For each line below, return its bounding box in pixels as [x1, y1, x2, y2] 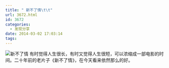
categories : [5, 21, 31, 27]
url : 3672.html [5, 12, 38, 17]
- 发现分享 [10, 27, 30, 32]
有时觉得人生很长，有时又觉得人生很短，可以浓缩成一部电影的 [29, 51, 159, 57]
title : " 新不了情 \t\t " [5, 7, 53, 13]
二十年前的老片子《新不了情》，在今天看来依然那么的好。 [14, 57, 133, 63]
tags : [5, 36, 17, 41]
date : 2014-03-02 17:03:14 [5, 31, 63, 36]
